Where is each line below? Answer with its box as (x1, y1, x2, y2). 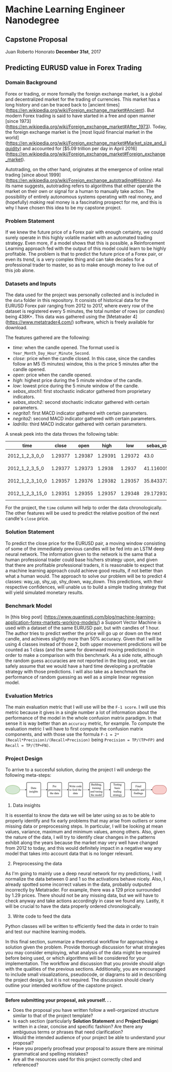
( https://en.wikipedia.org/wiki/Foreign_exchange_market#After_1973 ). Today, (5, 123, 167, 130)
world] (5, 134, 19, 140)
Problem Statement (5, 217, 55, 224)
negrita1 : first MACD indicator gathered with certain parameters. (12, 410, 148, 416)
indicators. (12, 394, 35, 400)
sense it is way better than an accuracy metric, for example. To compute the (5, 720, 165, 726)
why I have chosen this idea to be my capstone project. (5, 204, 122, 210)
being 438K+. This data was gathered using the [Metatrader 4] (5, 314, 138, 320)
